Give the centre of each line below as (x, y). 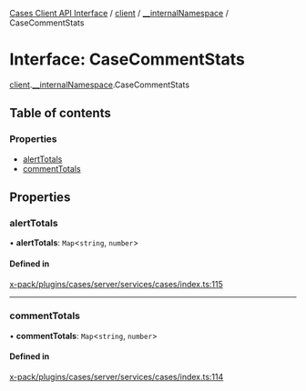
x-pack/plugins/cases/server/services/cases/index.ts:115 (116, 284)
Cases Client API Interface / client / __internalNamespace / (119, 13)
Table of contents (60, 113)
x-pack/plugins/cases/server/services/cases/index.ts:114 (117, 377)
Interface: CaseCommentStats (127, 60)
